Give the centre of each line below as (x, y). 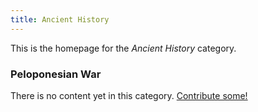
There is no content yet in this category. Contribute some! (129, 95)
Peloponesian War (56, 74)
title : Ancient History (60, 19)
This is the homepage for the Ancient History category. (123, 48)
